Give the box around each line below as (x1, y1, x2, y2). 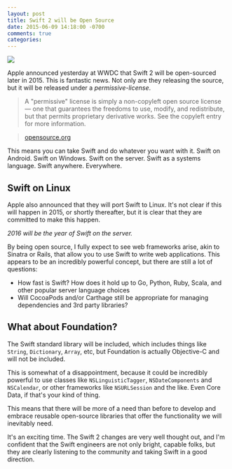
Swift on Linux (7, 182, 71, 193)
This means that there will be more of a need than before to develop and (7, 404, 216, 412)
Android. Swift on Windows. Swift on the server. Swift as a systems (7, 154, 201, 163)
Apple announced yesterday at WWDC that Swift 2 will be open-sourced (7, 69, 217, 77)
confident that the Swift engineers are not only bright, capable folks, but (7, 440, 216, 449)
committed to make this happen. (7, 215, 100, 224)
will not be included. (7, 355, 66, 363)
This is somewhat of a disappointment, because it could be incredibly (7, 368, 208, 376)
